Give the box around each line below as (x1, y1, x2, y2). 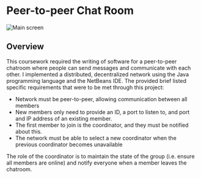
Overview (6, 41, 45, 52)
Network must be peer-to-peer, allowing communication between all (15, 95, 188, 102)
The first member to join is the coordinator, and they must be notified (15, 121, 189, 129)
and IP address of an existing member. (15, 115, 112, 122)
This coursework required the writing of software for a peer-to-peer (6, 57, 177, 65)
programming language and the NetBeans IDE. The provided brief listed (6, 77, 187, 84)
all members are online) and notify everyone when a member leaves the (6, 159, 188, 166)
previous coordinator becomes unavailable (15, 141, 123, 148)
